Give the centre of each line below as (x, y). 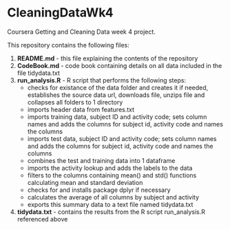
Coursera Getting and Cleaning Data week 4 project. (82, 32)
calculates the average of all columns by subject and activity (113, 197)
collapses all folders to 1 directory (75, 102)
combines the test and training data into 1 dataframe (101, 160)
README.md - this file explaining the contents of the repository (107, 58)
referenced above (42, 219)
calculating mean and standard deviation (85, 182)
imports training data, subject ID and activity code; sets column (117, 117)
